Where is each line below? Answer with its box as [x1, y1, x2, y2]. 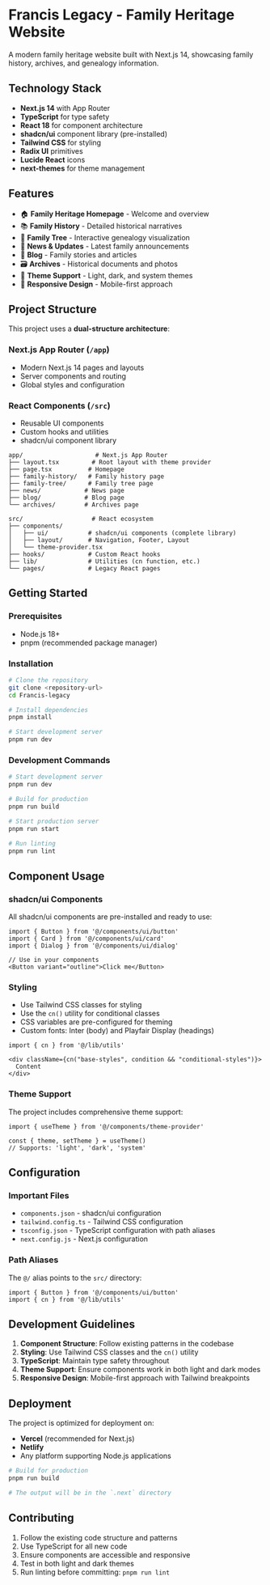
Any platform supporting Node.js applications [19, 1451, 171, 1461]
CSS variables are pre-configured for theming [19, 1017, 173, 1027]
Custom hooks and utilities [19, 426, 109, 436]
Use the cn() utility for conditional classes [19, 1009, 160, 1019]
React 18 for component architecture [19, 120, 143, 130]
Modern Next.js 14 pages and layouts [19, 362, 145, 372]
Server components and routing [19, 371, 127, 381]
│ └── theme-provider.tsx [8, 543, 103, 551]
